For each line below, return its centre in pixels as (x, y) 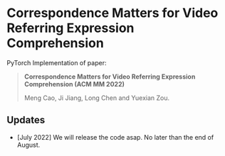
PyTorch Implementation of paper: (57, 62)
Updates (26, 120)
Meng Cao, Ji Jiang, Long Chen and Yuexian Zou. (97, 98)
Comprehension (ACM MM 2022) (74, 84)
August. (28, 145)
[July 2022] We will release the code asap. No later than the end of (115, 137)
